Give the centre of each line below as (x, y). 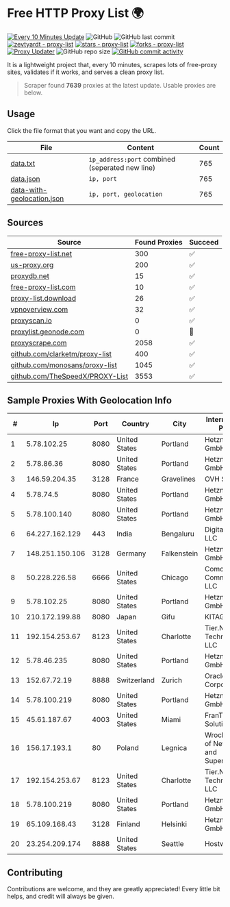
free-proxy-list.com (43, 287)
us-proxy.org (32, 264)
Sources (25, 223)
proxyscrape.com (39, 343)
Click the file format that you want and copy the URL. (81, 130)
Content (141, 147)
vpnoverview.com (39, 309)
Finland (128, 824)
